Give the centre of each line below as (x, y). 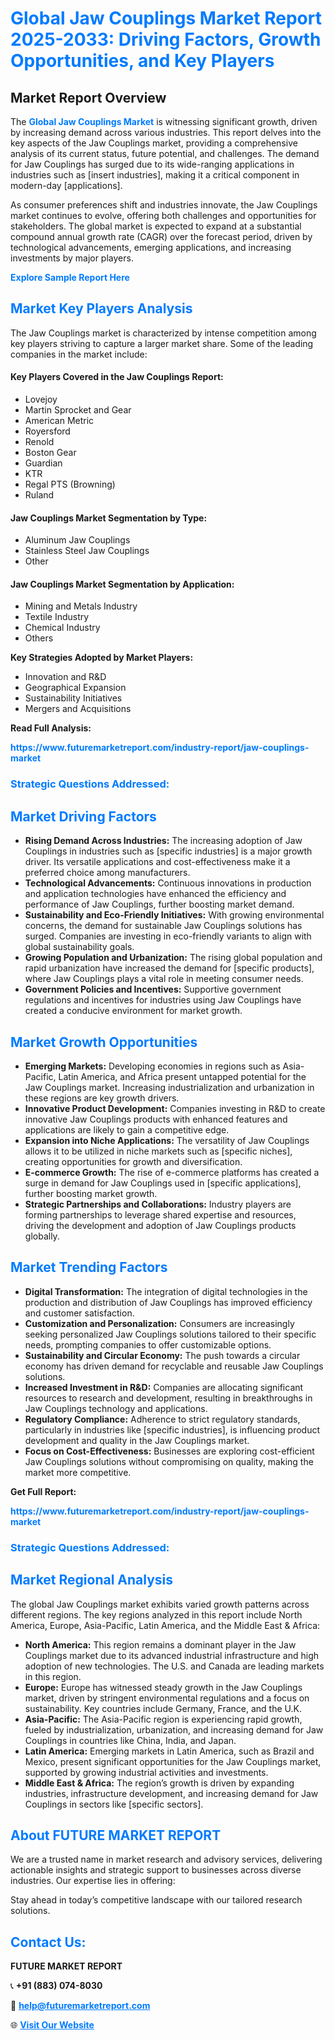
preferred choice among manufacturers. (107, 873)
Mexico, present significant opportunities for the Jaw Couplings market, (173, 1761)
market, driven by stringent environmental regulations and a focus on (167, 1698)
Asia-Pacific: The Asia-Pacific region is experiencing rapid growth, (163, 1719)
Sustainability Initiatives (73, 698)
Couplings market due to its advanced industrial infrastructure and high (172, 1655)
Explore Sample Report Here (70, 277)
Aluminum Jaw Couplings (77, 540)
